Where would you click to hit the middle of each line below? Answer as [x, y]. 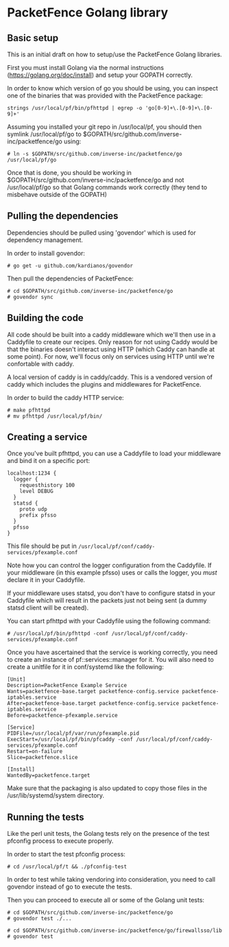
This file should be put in [42, 546]
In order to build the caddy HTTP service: [66, 397]
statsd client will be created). [48, 608]
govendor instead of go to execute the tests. [70, 887]
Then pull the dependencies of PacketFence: [70, 278]
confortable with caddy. [41, 363]
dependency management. [45, 240]
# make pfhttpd [29, 410]
